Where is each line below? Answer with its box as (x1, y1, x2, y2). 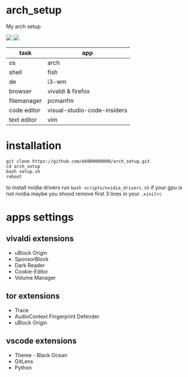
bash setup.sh (6, 168, 41, 174)
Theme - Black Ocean (14, 351, 68, 358)
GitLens (14, 358, 33, 365)
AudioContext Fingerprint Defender (14, 313, 100, 320)
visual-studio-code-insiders (47, 106, 127, 114)
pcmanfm (47, 96, 74, 105)
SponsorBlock (14, 255, 48, 262)
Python (14, 364, 32, 371)
